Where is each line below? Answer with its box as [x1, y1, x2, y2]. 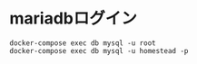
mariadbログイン [9, 8, 138, 29]
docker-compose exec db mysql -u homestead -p [9, 46, 189, 55]
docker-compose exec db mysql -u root [9, 38, 156, 48]
